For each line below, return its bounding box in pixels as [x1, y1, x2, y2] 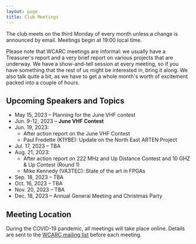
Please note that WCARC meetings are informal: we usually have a [6, 48, 166, 55]
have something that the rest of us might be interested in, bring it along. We [6, 66, 188, 73]
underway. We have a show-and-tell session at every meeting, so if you [6, 60, 179, 67]
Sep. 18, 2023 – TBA [14, 174, 64, 181]
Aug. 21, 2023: [14, 149, 50, 156]
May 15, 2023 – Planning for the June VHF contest [14, 111, 136, 118]
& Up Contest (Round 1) [23, 161, 80, 168]
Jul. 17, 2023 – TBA [14, 143, 61, 150]
